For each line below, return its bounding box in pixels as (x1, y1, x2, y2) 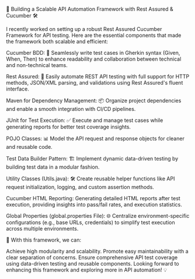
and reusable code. (6, 144, 53, 150)
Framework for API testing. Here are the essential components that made (6, 32, 182, 39)
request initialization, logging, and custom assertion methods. (6, 184, 155, 190)
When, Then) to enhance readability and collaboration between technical (6, 55, 182, 62)
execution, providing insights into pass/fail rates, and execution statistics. (6, 201, 183, 208)
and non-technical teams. (6, 62, 68, 68)
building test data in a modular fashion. (6, 163, 100, 170)
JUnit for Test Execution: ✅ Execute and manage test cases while (6, 117, 163, 124)
